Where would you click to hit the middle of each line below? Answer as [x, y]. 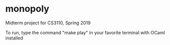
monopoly [27, 9]
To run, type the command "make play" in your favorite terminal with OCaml [85, 32]
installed [14, 38]
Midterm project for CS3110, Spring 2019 [48, 23]
